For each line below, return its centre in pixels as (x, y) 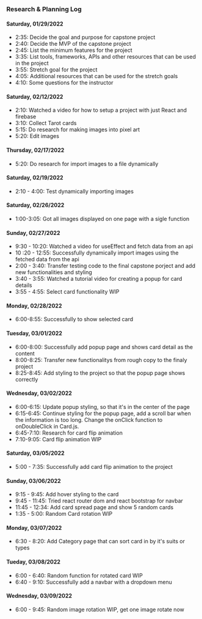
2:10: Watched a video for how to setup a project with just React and (101, 110)
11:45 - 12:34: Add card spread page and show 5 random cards (94, 507)
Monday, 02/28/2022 (34, 306)
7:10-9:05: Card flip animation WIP (58, 439)
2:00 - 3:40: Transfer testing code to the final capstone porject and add (105, 266)
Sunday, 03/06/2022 (34, 480)
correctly (27, 379)
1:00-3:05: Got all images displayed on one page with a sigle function (102, 219)
